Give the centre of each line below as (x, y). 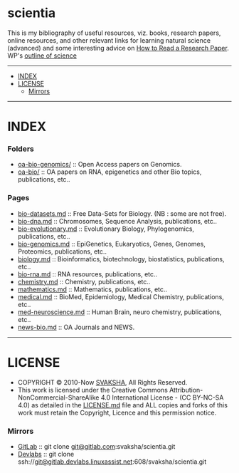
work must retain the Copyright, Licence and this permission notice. (117, 412)
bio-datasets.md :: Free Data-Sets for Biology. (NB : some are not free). (122, 213)
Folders (21, 149)
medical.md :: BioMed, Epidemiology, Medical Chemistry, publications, (121, 296)
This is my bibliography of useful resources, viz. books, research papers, (114, 33)
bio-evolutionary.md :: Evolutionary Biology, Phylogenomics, (106, 229)
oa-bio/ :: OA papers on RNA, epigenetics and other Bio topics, (110, 172)
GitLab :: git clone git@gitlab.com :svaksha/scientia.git (96, 446)
